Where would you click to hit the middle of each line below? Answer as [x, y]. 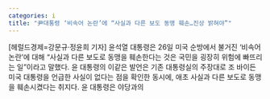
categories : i [32, 16]
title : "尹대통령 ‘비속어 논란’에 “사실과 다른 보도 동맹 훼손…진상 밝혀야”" [120, 23]
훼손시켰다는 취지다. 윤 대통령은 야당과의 [80, 87]
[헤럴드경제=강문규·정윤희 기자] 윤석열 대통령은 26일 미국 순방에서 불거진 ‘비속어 [135, 47]
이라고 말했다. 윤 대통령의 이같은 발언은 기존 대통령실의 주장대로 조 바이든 [141, 67]
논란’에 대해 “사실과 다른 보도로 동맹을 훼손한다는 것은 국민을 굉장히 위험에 [125, 57]
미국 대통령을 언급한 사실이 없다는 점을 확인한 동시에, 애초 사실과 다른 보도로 [128, 77]
